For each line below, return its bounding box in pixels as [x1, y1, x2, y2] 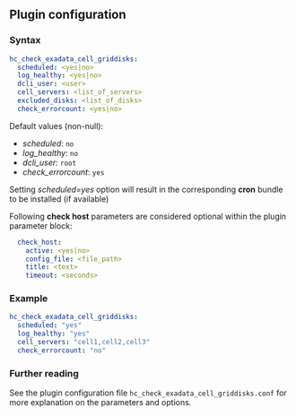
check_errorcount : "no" [17, 345, 106, 355]
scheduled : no [22, 138, 74, 149]
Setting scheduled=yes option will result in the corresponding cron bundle [9, 184, 284, 195]
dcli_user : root [22, 157, 77, 168]
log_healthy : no [22, 147, 79, 158]
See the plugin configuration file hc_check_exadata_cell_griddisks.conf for [9, 387, 287, 398]
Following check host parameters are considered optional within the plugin [9, 211, 287, 221]
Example [9, 292, 48, 305]
